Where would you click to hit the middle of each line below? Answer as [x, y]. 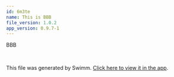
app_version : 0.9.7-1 [33, 28]
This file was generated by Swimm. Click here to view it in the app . [87, 68]
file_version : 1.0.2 [32, 23]
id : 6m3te [18, 12]
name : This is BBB [29, 17]
